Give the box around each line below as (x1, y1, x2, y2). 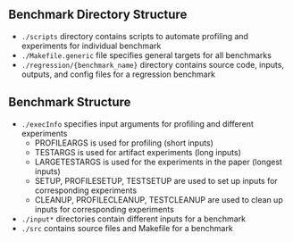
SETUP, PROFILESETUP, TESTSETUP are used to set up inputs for (34, 175, 278, 186)
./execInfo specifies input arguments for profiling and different (21, 118, 254, 129)
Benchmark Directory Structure (8, 7, 188, 22)
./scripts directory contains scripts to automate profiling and (21, 30, 249, 41)
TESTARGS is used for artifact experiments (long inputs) (34, 146, 242, 157)
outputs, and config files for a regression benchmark (21, 69, 216, 79)
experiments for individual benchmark (21, 40, 162, 51)
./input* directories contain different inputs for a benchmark (21, 213, 247, 224)
